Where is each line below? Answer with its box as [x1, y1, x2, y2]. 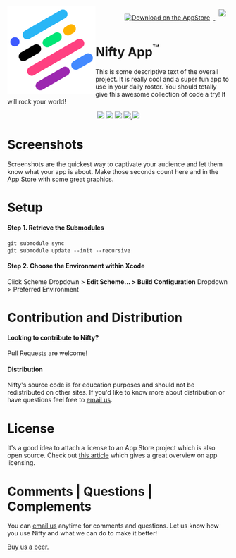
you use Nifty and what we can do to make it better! [7, 529, 157, 538]
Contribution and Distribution [7, 309, 183, 325]
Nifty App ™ [95, 42, 160, 61]
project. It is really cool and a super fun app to [95, 75, 229, 84]
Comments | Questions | [7, 483, 153, 500]
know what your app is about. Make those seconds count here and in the [7, 168, 219, 176]
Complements [7, 498, 92, 514]
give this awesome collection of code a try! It [95, 90, 226, 99]
